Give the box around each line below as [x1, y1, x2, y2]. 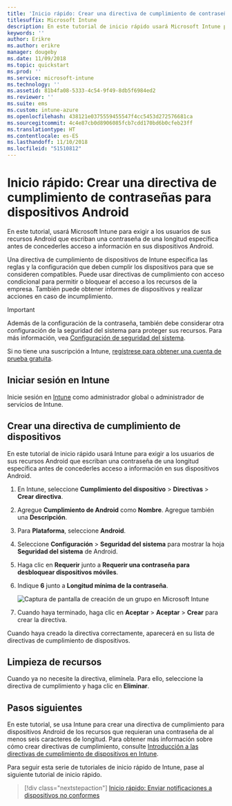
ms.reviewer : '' [7, 94, 54, 101]
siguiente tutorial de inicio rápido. [7, 771, 102, 779]
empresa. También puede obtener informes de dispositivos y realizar [7, 284, 203, 293]
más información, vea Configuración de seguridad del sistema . [7, 333, 186, 342]
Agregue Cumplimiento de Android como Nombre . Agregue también [17, 506, 215, 514]
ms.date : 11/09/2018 [7, 55, 67, 62]
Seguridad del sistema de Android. [17, 547, 119, 556]
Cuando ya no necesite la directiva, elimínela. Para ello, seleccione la [7, 675, 204, 683]
